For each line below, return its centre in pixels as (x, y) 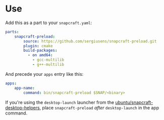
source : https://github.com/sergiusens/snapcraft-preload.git (90, 41)
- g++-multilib (48, 65)
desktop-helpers (22, 107)
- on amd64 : (40, 55)
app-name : (25, 88)
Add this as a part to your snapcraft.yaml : (49, 23)
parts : (12, 32)
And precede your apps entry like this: (44, 74)
